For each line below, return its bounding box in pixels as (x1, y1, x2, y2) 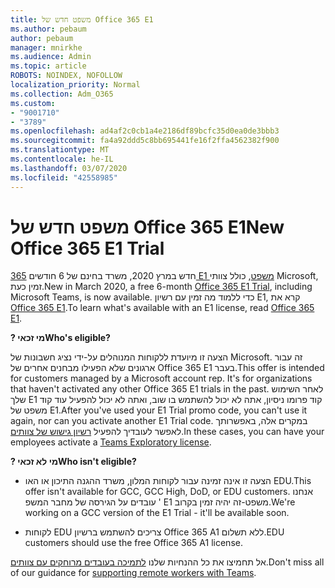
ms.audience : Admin (10, 52, 92, 62)
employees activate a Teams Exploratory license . (10, 436, 212, 448)
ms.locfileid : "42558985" (10, 172, 118, 183)
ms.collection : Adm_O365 (10, 89, 114, 99)
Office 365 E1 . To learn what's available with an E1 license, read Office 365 (10, 302, 315, 314)
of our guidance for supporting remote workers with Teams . (10, 567, 257, 579)
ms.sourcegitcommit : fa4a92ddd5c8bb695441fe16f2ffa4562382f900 (10, 136, 280, 146)
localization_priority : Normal (10, 80, 141, 90)
